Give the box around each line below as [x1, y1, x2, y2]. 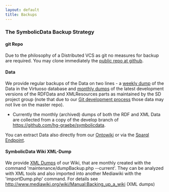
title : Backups [5, 12, 37, 17]
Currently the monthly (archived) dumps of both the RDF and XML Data [12, 111, 160, 117]
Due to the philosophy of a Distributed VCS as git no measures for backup [5, 52, 159, 58]
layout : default [5, 7, 39, 13]
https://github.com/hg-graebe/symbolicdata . [12, 122, 106, 128]
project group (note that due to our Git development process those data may [5, 96, 164, 102]
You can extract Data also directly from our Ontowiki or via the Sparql [5, 132, 149, 138]
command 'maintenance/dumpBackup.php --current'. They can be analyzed [5, 165, 164, 171]
